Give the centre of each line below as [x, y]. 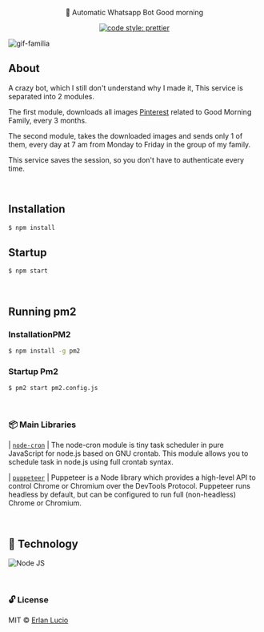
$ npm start [28, 271]
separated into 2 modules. [51, 96]
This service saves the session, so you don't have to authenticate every [126, 159]
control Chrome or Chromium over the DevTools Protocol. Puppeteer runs [129, 486]
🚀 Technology [43, 543]
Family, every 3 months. [48, 120]
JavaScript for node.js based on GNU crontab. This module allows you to [128, 453]
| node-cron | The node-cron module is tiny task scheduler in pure [116, 445]
